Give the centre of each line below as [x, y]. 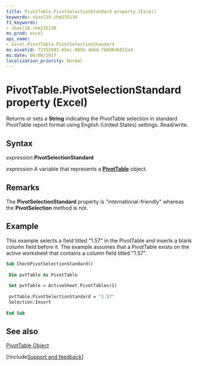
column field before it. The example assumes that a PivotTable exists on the [98, 247]
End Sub [16, 313]
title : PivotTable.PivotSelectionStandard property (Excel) [82, 11]
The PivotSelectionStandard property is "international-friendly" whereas [95, 202]
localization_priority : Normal [44, 61]
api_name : [18, 39]
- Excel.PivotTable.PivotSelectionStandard [60, 45]
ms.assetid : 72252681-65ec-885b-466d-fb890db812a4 [70, 50]
